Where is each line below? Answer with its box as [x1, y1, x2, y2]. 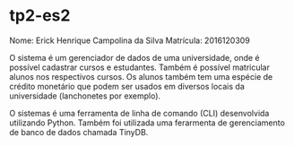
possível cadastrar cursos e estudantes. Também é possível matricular [9, 62, 271, 73]
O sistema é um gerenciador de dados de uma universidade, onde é [9, 52, 260, 63]
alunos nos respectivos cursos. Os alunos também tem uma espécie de [9, 71, 273, 82]
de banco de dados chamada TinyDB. [9, 126, 149, 137]
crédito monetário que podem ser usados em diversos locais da [9, 81, 245, 91]
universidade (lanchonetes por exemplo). [9, 90, 161, 101]
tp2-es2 [9, 5, 71, 26]
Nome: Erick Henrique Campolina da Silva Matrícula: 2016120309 [9, 35, 251, 46]
